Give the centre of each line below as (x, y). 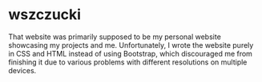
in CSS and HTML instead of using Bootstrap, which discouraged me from (130, 53)
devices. (22, 70)
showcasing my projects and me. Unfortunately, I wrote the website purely (131, 45)
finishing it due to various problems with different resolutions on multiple (128, 62)
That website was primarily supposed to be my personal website (115, 37)
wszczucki (45, 15)
